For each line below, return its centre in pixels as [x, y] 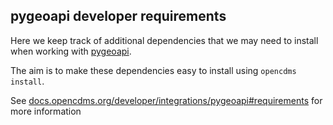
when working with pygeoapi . [71, 51]
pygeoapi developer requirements [118, 16]
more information [46, 111]
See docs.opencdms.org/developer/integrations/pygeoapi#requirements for [166, 100]
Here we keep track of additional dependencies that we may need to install [164, 40]
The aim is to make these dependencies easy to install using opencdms [153, 70]
